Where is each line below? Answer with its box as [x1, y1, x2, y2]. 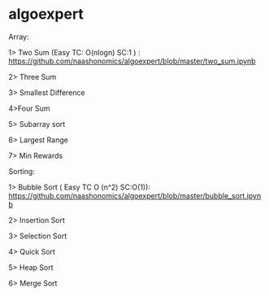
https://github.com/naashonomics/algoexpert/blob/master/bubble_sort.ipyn [8, 190, 262, 200]
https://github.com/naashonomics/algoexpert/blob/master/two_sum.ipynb [8, 56, 256, 66]
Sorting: [8, 166, 35, 176]
